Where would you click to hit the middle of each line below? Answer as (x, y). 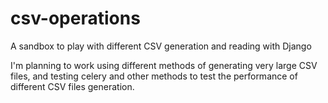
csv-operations (75, 18)
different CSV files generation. (72, 86)
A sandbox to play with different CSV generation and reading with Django (161, 46)
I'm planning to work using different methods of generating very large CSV (164, 65)
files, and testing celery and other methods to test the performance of (154, 76)
